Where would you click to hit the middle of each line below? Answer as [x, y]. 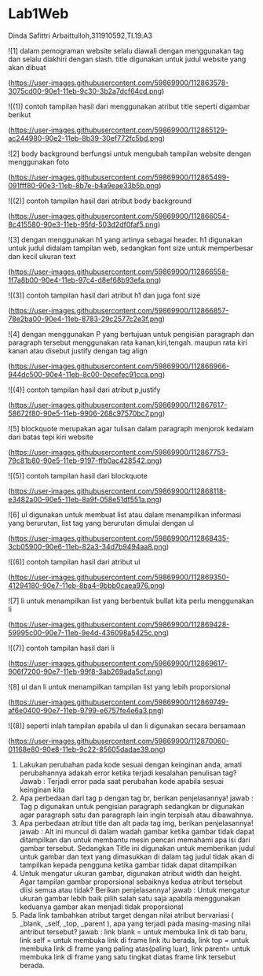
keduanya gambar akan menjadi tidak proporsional [101, 907]
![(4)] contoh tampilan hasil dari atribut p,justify [84, 390]
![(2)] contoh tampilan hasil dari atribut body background [100, 201]
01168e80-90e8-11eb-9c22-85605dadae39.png [86, 749]
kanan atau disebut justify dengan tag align [78, 350]
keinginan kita [42, 789]
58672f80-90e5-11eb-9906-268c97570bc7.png [86, 413]
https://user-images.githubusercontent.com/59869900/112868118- [119, 491]
